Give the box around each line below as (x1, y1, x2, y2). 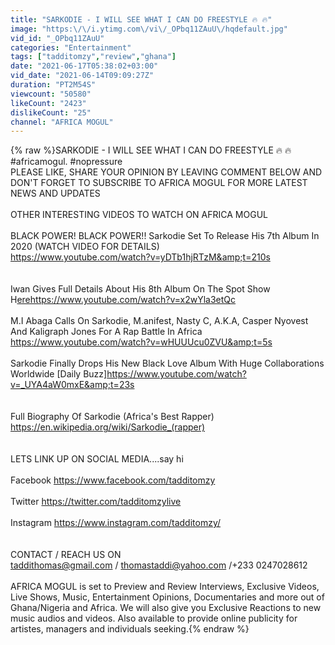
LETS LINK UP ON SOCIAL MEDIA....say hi (10, 453, 184, 465)
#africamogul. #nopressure (10, 156, 123, 168)
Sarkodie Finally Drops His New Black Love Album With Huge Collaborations (10, 357, 325, 370)
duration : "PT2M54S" (10, 80, 97, 90)
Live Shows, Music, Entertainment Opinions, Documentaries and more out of (10, 591, 325, 603)
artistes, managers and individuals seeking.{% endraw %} (10, 623, 250, 635)
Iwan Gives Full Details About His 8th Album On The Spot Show (10, 283, 271, 295)
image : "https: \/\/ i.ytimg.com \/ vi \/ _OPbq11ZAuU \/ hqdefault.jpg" (10, 24, 288, 34)
